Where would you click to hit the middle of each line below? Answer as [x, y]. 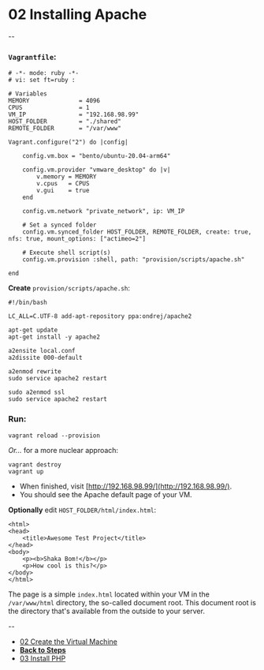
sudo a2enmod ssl [37, 392]
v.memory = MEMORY [67, 177]
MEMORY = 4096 [54, 101]
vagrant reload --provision [54, 436]
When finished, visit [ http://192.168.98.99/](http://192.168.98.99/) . [126, 486]
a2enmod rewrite [35, 372]
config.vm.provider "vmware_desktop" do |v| [97, 170]
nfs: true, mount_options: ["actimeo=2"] [77, 239]
